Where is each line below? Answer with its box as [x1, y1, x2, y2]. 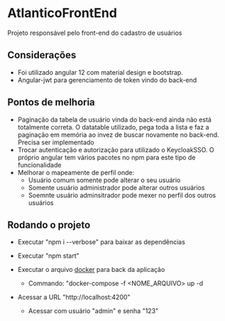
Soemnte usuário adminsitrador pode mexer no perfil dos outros [28, 191, 216, 199]
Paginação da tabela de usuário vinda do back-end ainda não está [17, 115, 212, 124]
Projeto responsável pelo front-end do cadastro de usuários [7, 28, 182, 37]
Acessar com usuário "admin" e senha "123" [28, 307, 159, 315]
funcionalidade [17, 160, 62, 169]
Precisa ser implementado [17, 137, 94, 147]
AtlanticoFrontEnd [7, 5, 117, 21]
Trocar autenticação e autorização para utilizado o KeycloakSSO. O [17, 145, 214, 154]
